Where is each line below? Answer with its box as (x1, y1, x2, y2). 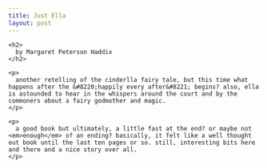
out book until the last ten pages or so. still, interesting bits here (8, 139, 256, 147)
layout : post (8, 19, 52, 27)
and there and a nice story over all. (8, 145, 137, 154)
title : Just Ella (8, 11, 66, 20)
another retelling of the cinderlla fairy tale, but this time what (15, 76, 249, 84)
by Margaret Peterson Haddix (15, 48, 113, 56)
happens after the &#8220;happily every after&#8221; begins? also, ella (8, 83, 260, 91)
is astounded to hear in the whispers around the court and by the (8, 89, 238, 98)
